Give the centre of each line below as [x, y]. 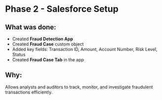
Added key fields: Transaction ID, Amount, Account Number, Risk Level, [85, 49]
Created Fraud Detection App [43, 39]
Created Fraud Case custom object [48, 44]
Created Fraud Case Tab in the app [48, 60]
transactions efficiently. [29, 92]
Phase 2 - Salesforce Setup [62, 9]
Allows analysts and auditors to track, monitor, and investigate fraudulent [79, 87]
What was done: [31, 27]
